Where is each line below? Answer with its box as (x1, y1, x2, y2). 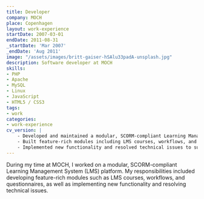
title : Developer (6, 8, 50, 15)
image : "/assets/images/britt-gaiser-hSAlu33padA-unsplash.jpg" (6, 54, 172, 60)
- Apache (6, 76, 29, 83)
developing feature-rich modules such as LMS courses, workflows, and (6, 174, 185, 181)
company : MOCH (6, 15, 42, 21)
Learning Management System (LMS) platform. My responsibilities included (6, 167, 195, 175)
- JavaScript (6, 93, 39, 99)
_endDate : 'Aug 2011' (6, 49, 61, 55)
